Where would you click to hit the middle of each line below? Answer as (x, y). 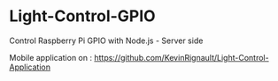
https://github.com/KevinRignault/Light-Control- (181, 57)
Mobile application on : (51, 57)
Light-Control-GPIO (83, 16)
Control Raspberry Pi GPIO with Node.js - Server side (106, 40)
